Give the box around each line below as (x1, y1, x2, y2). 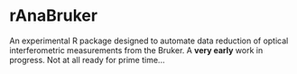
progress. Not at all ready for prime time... (9, 54, 165, 65)
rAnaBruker (9, 5, 97, 26)
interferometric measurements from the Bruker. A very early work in (9, 44, 264, 55)
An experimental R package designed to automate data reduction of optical (9, 35, 289, 46)
